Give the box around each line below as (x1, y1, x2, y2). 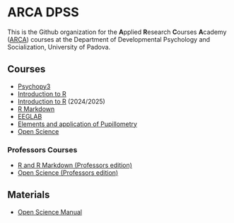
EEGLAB (17, 112, 42, 120)
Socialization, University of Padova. (7, 42, 111, 51)
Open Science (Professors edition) (17, 168, 119, 177)
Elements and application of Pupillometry (17, 120, 138, 128)
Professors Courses (7, 144, 78, 154)
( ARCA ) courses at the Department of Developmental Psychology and (7, 35, 211, 43)
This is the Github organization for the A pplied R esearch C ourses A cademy (7, 28, 227, 36)
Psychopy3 (17, 82, 51, 91)
